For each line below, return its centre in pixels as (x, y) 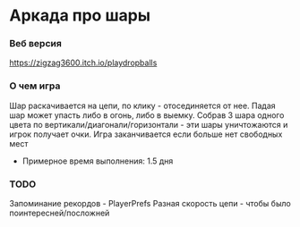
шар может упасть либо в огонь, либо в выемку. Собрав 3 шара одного (147, 115)
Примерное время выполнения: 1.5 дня (98, 161)
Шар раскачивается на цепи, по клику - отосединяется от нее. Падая (142, 105)
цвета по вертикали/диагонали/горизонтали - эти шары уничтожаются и (149, 124)
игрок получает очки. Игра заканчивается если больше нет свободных (146, 134)
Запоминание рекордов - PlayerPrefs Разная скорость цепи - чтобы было (150, 204)
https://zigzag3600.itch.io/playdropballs (83, 63)
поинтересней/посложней (60, 213)
